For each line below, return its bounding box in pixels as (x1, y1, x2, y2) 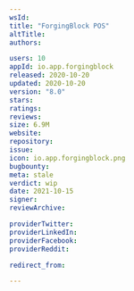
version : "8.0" (9, 87, 66, 96)
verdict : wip (9, 179, 58, 187)
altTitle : (9, 29, 46, 38)
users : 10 (9, 54, 46, 63)
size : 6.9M (9, 121, 50, 129)
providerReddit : (9, 245, 70, 254)
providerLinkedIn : (9, 228, 78, 237)
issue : (9, 145, 34, 154)
